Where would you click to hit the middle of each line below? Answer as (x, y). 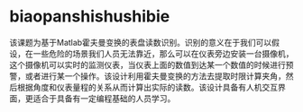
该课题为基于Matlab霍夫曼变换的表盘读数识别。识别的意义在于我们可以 (141, 42)
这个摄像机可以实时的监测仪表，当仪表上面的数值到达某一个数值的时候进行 (147, 65)
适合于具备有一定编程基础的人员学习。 (104, 98)
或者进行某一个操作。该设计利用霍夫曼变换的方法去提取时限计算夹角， (155, 76)
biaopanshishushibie (90, 17)
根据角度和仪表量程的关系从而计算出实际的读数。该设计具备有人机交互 (147, 87)
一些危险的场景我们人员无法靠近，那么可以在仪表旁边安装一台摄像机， (163, 53)
